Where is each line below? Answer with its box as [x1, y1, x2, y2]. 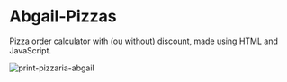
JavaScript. [9, 45, 52, 55]
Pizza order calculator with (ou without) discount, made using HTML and [9, 36, 279, 46]
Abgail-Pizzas [9, 6, 117, 27]
